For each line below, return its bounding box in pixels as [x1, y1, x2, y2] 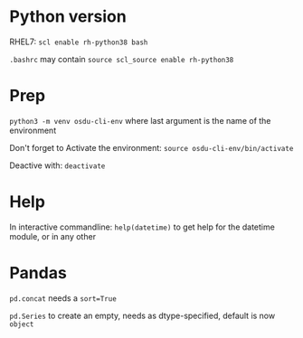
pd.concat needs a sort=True [9, 292, 118, 304]
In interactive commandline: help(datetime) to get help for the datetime [9, 221, 276, 232]
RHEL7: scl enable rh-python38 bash [9, 36, 148, 47]
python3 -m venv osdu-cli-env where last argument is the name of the [9, 115, 271, 126]
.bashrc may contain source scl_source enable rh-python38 [9, 53, 234, 64]
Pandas [9, 263, 68, 283]
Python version [9, 6, 127, 27]
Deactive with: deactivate [9, 160, 106, 171]
